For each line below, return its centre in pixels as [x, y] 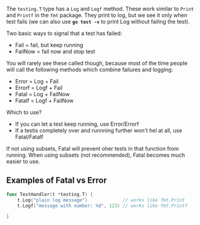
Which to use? [24, 112]
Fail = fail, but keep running [49, 45]
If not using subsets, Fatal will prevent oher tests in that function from [93, 148]
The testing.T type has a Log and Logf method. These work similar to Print [100, 9]
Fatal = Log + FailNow [42, 94]
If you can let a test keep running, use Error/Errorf [77, 124]
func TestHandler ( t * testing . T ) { [50, 194]
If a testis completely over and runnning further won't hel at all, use [98, 130]
